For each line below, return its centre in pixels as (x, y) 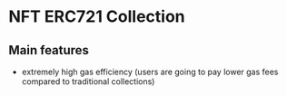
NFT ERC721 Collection (97, 17)
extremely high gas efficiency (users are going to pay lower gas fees (150, 72)
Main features (49, 50)
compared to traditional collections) (88, 82)
